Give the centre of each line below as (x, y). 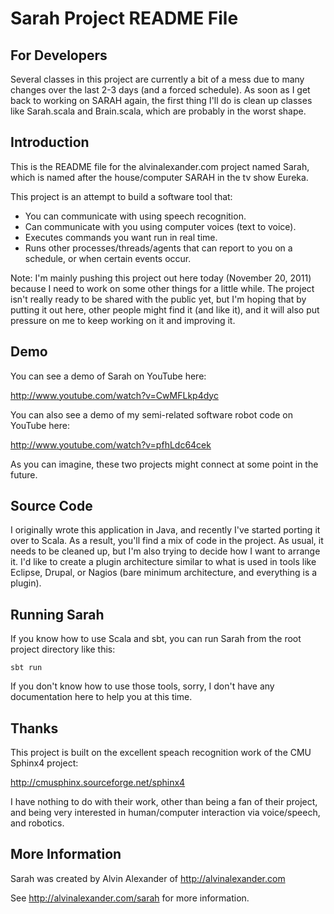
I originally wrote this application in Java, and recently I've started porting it (165, 530)
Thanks (34, 728)
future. (24, 474)
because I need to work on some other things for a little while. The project (162, 288)
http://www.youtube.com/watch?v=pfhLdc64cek (111, 444)
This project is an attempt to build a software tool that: (121, 196)
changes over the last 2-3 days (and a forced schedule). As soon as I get (160, 90)
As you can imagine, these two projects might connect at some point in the (164, 464)
